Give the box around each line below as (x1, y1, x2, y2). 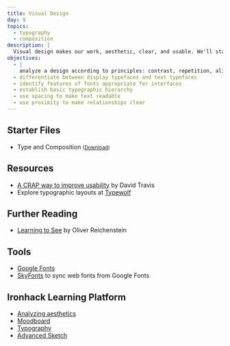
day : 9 (7, 16, 26, 23)
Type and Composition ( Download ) (16, 143, 111, 151)
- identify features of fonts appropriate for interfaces (13, 80, 183, 87)
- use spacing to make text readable (13, 93, 121, 100)
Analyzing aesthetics (16, 309, 77, 317)
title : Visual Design (7, 10, 69, 17)
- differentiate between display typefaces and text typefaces (13, 73, 197, 81)
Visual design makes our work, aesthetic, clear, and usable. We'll (13, 49, 213, 55)
